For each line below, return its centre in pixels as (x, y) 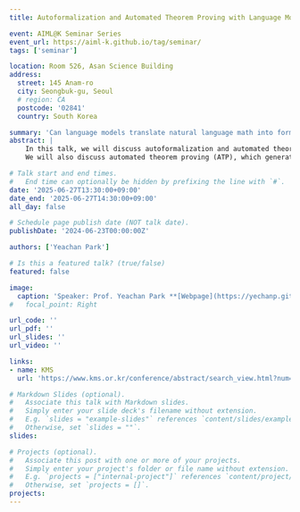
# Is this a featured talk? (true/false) (87, 264)
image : (21, 288)
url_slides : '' (37, 337)
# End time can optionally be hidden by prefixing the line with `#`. (147, 181)
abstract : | (31, 141)
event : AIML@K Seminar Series (66, 34)
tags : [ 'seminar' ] (43, 50)
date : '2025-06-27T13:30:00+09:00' (75, 190)
